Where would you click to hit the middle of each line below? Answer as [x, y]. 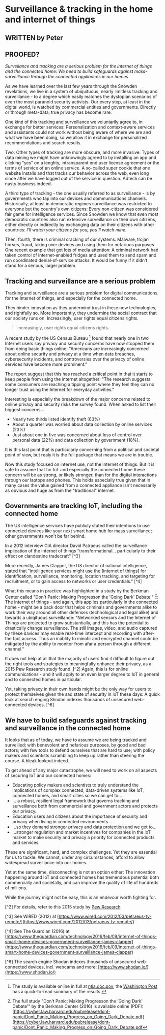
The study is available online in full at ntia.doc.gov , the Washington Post [85, 986]
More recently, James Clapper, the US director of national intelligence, [76, 565]
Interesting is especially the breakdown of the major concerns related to [78, 399]
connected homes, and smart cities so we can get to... [67, 796]
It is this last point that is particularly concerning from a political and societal [82, 450]
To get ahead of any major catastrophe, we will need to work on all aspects [81, 770]
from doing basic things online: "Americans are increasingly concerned [77, 349]
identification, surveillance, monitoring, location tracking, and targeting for [80, 576]
